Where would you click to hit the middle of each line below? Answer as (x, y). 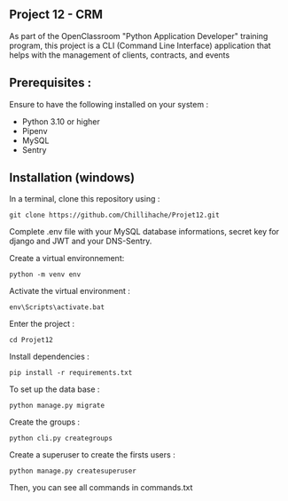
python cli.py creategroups (61, 439)
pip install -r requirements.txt (71, 373)
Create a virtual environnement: (67, 258)
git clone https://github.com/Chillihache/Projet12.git (114, 215)
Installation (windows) (72, 178)
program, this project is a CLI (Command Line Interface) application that (140, 45)
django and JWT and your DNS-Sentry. (81, 241)
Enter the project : (42, 324)
